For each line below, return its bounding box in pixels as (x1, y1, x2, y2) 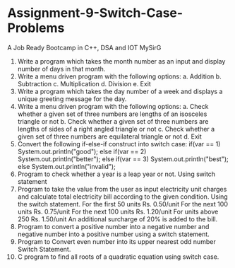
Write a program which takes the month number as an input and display (17, 57, 226, 65)
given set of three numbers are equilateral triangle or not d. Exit (17, 132, 203, 141)
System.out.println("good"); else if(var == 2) (17, 147, 147, 156)
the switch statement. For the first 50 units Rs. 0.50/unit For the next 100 (17, 199, 228, 208)
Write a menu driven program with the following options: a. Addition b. (17, 72, 222, 81)
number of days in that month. (17, 64, 106, 73)
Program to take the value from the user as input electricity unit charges (17, 185, 227, 193)
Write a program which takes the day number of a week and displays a (17, 87, 223, 95)
